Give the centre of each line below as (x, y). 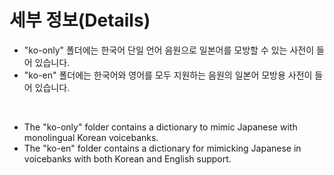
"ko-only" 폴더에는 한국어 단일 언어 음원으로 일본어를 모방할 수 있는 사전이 (169, 50)
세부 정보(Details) (80, 20)
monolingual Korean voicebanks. (91, 137)
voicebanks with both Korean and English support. (127, 158)
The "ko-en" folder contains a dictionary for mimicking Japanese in (162, 148)
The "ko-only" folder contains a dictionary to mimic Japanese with (160, 127)
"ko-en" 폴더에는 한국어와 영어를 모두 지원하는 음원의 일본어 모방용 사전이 (168, 75)
